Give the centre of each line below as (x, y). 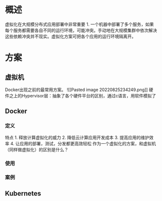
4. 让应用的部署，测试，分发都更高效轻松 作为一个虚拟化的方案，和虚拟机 (83, 143)
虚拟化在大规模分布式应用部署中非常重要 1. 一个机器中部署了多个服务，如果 (80, 24)
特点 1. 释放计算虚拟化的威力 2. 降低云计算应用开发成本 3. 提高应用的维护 (77, 137)
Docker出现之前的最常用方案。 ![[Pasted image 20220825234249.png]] (76, 90)
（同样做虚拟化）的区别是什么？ (37, 149)
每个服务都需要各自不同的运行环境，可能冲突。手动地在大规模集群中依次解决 (81, 30)
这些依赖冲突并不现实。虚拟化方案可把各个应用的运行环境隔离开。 (70, 36)
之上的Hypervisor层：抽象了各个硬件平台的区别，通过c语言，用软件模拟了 (82, 95)
